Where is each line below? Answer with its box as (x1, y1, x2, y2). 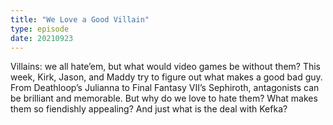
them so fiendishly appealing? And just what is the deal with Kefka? (10, 103, 288, 115)
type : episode (10, 24, 70, 34)
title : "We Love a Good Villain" (10, 14, 150, 25)
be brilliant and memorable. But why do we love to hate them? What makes (10, 92, 318, 105)
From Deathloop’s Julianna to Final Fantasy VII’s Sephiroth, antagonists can (10, 82, 320, 94)
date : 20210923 (10, 33, 74, 43)
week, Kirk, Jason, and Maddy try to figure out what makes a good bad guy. (10, 71, 323, 83)
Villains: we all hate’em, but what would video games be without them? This (10, 61, 322, 73)
